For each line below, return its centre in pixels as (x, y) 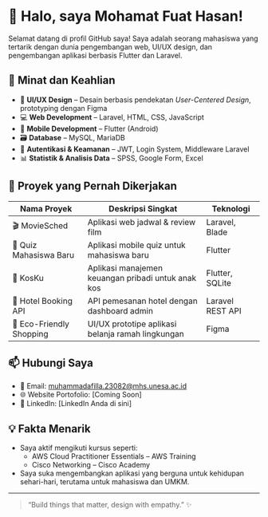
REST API (224, 310)
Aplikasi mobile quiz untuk (136, 245)
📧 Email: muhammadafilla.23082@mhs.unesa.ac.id (103, 386)
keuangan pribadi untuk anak (142, 278)
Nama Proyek (46, 208)
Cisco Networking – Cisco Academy (91, 465)
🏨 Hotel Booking (43, 301)
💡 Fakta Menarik (49, 429)
